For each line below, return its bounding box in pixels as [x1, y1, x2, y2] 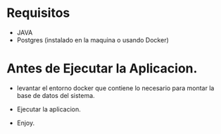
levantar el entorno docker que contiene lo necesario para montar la [16, 83, 215, 92]
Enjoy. [16, 118, 35, 127]
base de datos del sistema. [16, 91, 96, 99]
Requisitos [6, 5, 70, 21]
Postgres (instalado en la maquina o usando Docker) [16, 35, 170, 44]
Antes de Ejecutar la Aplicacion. [6, 61, 198, 77]
